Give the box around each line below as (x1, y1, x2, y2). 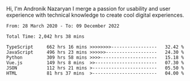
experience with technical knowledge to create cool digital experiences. (6, 11, 185, 19)
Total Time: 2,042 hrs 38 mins (6, 34, 85, 40)
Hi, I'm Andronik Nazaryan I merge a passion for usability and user (6, 5, 171, 12)
